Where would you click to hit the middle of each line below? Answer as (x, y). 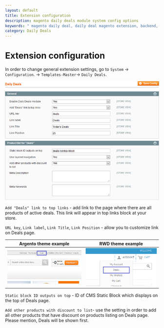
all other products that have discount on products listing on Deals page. (77, 315)
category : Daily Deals (28, 31)
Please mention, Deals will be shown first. (47, 321)
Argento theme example (44, 243)
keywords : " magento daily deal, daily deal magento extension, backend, (82, 26)
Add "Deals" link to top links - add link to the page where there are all (78, 208)
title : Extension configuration (38, 15)
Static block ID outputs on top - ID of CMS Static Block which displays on (82, 295)
